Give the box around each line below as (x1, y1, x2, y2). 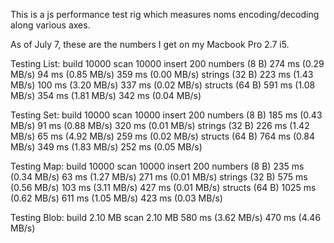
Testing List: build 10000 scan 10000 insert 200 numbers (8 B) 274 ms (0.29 (10, 58, 325, 69)
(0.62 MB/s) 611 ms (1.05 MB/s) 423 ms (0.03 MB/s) (10, 192, 223, 204)
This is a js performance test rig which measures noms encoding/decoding (10, 9, 320, 20)
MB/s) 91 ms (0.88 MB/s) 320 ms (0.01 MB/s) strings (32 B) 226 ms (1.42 (10, 120, 310, 131)
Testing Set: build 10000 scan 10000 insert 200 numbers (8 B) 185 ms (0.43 (10, 109, 323, 121)
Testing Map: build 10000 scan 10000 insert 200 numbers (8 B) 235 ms (10, 160, 305, 172)
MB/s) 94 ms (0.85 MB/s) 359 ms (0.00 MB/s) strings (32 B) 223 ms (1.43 (10, 69, 314, 80)
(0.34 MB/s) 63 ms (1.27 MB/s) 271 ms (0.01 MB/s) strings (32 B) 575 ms (10, 171, 308, 183)
